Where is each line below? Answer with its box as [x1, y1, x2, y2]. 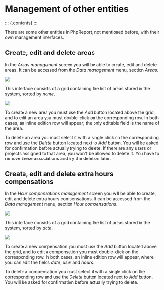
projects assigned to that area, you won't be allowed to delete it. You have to [5, 150, 160, 156]
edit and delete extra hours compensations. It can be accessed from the [5, 195, 151, 202]
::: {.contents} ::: [5, 20, 38, 26]
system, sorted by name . [5, 91, 55, 97]
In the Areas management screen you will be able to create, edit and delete [5, 61, 157, 67]
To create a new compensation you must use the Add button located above [5, 243, 157, 249]
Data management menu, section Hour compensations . [5, 201, 117, 207]
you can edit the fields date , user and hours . [5, 259, 94, 265]
